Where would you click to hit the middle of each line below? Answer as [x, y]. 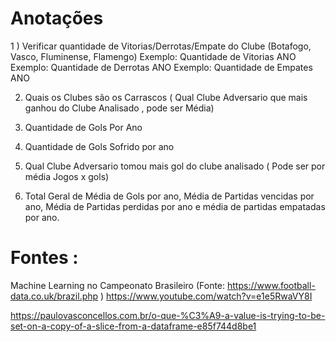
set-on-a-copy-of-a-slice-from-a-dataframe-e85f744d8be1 [133, 326]
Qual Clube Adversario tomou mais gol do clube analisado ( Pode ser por [175, 166]
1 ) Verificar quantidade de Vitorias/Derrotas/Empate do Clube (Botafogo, [161, 46]
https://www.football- [271, 285]
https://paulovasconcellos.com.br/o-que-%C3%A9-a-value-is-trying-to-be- [168, 315]
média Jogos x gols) [67, 176]
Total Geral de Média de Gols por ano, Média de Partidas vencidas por [169, 196]
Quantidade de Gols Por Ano [83, 127]
